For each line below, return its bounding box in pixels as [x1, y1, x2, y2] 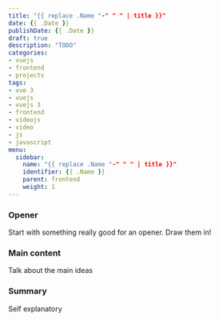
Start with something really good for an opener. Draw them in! [8, 227, 212, 237]
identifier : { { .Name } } [22, 168, 106, 176]
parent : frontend [22, 175, 81, 184]
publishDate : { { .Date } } [8, 26, 94, 34]
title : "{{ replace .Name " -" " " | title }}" [8, 11, 166, 20]
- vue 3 [8, 86, 34, 94]
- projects [8, 71, 45, 79]
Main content [8, 247, 62, 259]
